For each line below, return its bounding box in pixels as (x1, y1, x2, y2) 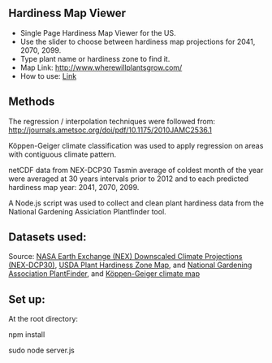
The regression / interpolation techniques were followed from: (8, 116, 215, 126)
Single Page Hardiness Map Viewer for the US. (19, 28, 176, 37)
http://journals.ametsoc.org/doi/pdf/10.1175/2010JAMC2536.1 (8, 125, 213, 135)
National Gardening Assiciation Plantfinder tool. (8, 206, 166, 216)
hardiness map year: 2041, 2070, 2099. (8, 182, 140, 192)
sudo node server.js (8, 345, 75, 356)
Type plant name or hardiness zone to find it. (19, 54, 171, 63)
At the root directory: (8, 314, 79, 324)
